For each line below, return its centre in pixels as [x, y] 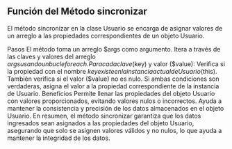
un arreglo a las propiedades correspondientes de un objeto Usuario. [106, 36]
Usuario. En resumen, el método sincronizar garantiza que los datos [104, 116]
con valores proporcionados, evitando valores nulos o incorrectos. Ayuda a [115, 101]
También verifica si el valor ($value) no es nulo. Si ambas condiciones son [113, 79]
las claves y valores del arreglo [51, 56]
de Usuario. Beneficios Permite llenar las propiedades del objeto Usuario [111, 93]
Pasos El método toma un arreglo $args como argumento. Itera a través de [114, 49]
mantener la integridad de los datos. [59, 138]
